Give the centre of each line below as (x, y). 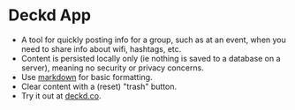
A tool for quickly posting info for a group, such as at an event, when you (153, 40)
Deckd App (50, 15)
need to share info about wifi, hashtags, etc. (101, 48)
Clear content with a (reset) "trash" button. (99, 86)
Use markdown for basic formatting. (87, 77)
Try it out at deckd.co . (61, 95)
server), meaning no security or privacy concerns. (112, 68)
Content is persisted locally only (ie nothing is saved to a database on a (151, 58)
